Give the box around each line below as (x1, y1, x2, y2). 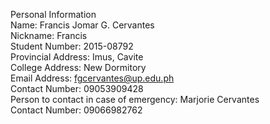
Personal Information (10, 9, 97, 20)
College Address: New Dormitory (10, 62, 147, 73)
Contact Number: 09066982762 (10, 104, 143, 116)
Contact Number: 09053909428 (10, 83, 144, 94)
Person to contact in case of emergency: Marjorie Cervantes (10, 94, 260, 105)
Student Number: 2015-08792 (10, 40, 134, 52)
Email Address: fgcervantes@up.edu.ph (10, 72, 175, 84)
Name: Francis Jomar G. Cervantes (10, 19, 155, 31)
